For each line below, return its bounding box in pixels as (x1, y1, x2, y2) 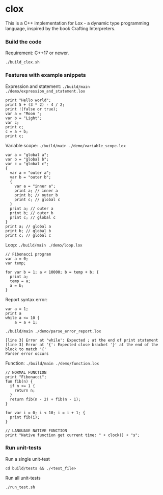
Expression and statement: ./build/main (5, 83, 90, 89)
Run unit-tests (5, 444, 42, 452)
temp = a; (10, 278, 31, 284)
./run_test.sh (5, 484, 36, 490)
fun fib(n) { (5, 379, 33, 384)
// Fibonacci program (5, 252, 51, 257)
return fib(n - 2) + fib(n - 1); (10, 397, 81, 402)
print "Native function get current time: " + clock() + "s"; (5, 433, 140, 438)
